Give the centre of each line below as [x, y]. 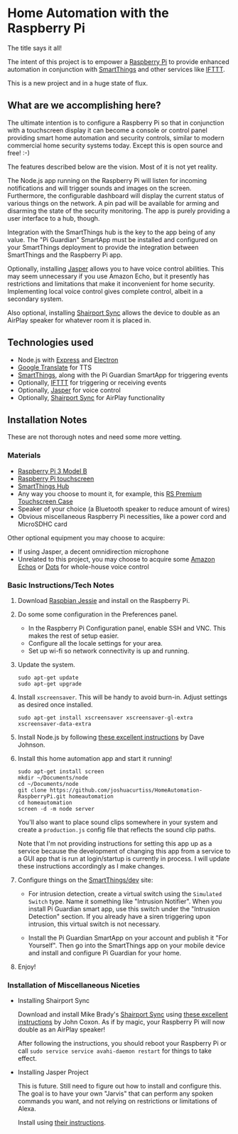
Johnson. [31, 745]
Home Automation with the [88, 13]
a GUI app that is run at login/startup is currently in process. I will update [124, 859]
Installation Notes [47, 420]
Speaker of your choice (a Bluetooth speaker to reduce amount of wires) [124, 509]
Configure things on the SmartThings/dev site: [85, 880]
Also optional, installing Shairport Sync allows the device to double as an [114, 313]
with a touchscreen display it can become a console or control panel [107, 130]
